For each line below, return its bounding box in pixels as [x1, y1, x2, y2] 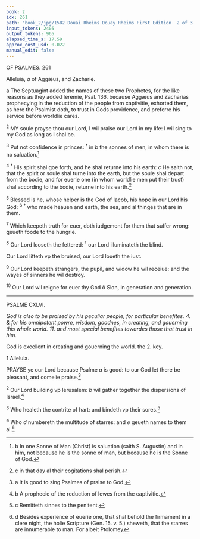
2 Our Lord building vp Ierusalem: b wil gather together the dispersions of [6, 385, 186, 393]
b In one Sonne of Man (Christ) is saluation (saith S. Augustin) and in [14, 443, 183, 450]
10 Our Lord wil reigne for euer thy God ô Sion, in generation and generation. [6, 283, 193, 291]
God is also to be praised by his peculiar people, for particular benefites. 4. [6, 312, 191, 319]
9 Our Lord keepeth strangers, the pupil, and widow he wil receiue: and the [6, 264, 189, 272]
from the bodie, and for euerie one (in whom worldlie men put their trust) [6, 176, 185, 183]
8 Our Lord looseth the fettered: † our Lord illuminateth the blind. [6, 240, 163, 248]
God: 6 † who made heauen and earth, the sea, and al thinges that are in [6, 202, 183, 210]
